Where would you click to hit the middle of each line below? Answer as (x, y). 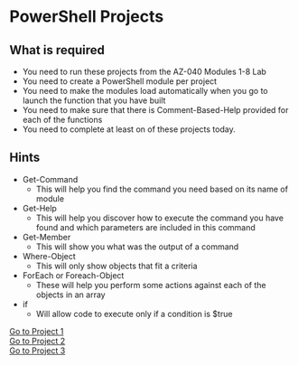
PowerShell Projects (87, 17)
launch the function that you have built (94, 100)
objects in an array (70, 295)
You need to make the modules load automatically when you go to (145, 91)
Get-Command (50, 179)
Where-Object (49, 256)
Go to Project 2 (37, 341)
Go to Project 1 (37, 331)
